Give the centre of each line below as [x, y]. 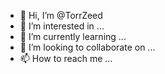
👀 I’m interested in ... [62, 26]
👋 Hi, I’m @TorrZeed [61, 15]
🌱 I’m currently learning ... [73, 36]
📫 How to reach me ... [66, 58]
